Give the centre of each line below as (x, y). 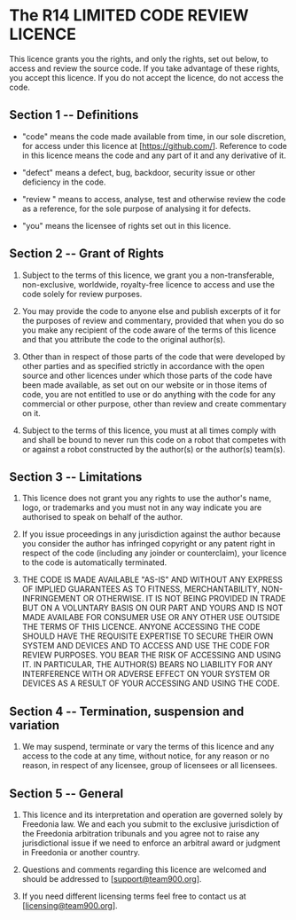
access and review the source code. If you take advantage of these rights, (145, 68)
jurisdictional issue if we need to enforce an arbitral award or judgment (151, 843)
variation (35, 725)
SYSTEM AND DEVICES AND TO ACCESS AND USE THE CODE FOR (146, 646)
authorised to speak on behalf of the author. (102, 517)
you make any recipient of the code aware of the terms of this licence (149, 330)
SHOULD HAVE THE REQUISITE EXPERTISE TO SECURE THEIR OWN (148, 636)
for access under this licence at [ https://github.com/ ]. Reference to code (155, 145)
